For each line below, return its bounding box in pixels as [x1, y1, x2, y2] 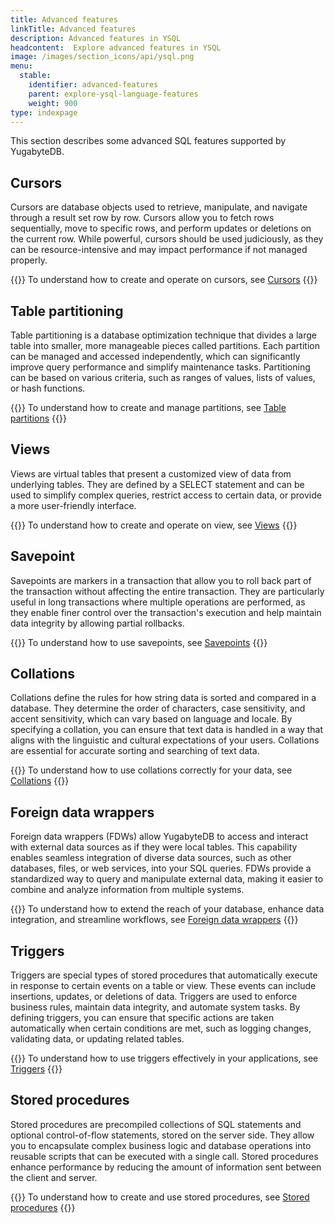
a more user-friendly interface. [10, 499, 137, 511]
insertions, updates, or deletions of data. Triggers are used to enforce [10, 991, 298, 1003]
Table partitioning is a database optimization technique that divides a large [10, 329, 317, 341]
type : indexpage [10, 107, 78, 118]
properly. [10, 254, 48, 266]
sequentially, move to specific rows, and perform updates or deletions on [10, 222, 312, 235]
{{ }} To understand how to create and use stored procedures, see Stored [10, 1191, 310, 1203]
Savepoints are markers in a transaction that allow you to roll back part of [10, 574, 312, 586]
